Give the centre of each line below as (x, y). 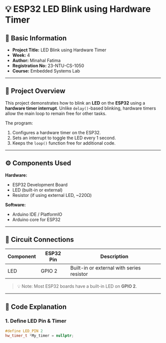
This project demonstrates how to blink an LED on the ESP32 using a (75, 103)
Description (114, 257)
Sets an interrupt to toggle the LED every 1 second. (64, 138)
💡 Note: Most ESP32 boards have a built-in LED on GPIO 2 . (77, 286)
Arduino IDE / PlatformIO (37, 214)
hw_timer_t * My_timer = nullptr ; (40, 336)
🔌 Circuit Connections (40, 240)
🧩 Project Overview (35, 91)
